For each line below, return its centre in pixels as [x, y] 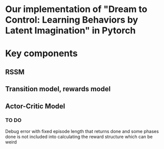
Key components [42, 53]
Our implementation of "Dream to [76, 9]
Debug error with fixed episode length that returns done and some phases [82, 131]
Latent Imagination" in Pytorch [70, 31]
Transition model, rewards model [58, 89]
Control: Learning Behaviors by [72, 20]
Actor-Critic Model [35, 106]
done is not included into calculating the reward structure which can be [79, 136]
